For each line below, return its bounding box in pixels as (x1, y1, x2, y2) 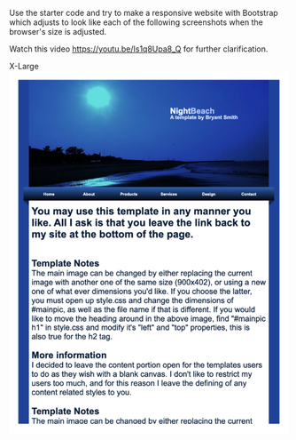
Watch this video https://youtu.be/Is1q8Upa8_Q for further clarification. (9, 44, 269, 54)
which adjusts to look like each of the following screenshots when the (9, 17, 263, 28)
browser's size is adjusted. (9, 27, 107, 36)
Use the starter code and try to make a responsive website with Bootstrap (9, 8, 279, 18)
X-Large (9, 61, 40, 71)
